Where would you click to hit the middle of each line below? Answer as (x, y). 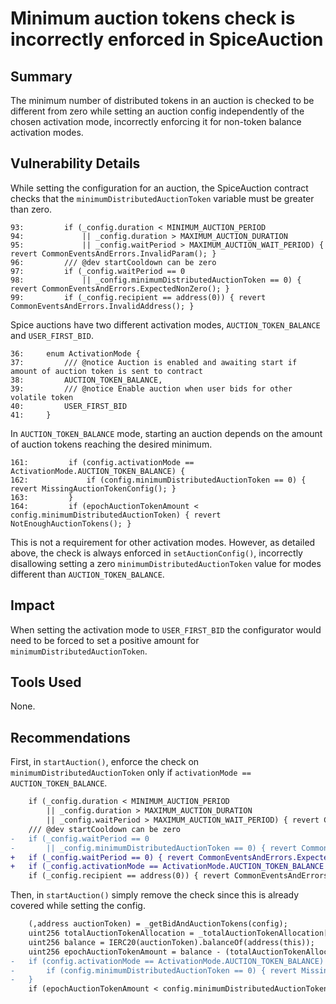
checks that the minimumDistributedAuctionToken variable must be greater (162, 198)
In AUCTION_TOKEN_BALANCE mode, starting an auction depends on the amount (166, 433)
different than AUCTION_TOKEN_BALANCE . (87, 574)
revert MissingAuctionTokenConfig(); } (93, 488)
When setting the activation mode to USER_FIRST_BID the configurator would (166, 629)
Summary (41, 76)
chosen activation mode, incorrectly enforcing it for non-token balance (156, 121)
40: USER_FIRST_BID (69, 406)
